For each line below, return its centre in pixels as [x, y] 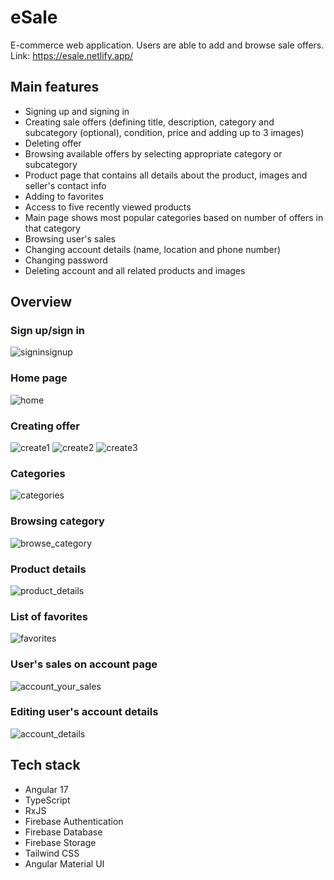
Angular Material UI [64, 863]
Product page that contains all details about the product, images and [166, 175]
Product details [48, 569]
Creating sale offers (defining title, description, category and [149, 122]
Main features [55, 87]
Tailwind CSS [52, 853]
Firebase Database [63, 832]
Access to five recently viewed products [108, 207]
